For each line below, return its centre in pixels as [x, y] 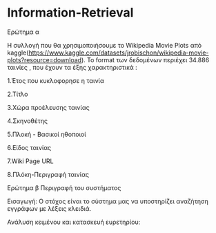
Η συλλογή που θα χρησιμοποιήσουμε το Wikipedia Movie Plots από [105, 45]
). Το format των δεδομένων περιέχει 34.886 [145, 59]
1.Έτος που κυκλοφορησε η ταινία [56, 80]
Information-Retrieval [70, 13]
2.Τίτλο [18, 94]
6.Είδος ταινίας [29, 147]
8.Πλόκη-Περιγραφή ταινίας [48, 174]
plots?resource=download [44, 59]
